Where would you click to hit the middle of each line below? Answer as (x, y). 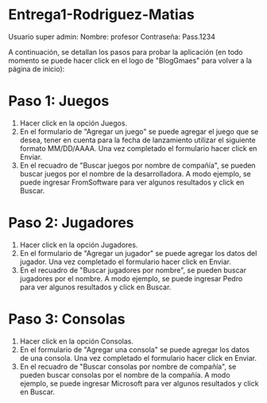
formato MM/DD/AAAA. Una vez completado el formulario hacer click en (138, 148)
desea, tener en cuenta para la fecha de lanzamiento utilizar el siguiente (137, 140)
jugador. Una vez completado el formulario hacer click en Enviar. (126, 262)
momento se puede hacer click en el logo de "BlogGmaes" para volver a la (130, 60)
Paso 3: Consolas (67, 319)
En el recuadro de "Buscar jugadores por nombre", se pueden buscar (133, 270)
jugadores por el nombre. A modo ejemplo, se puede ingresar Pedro (131, 278)
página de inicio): (37, 68)
